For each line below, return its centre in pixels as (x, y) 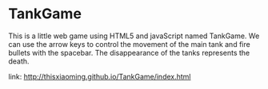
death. (19, 61)
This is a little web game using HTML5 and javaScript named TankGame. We (134, 36)
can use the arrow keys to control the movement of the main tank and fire (129, 44)
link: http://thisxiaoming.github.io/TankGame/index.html (100, 76)
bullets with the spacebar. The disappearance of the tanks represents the (129, 52)
